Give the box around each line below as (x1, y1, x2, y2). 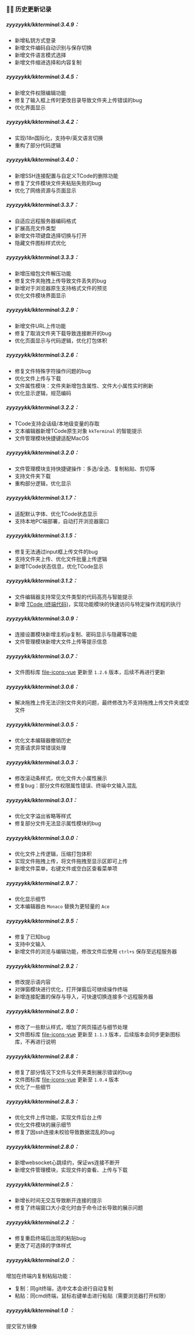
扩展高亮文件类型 (14, 224, 56, 231)
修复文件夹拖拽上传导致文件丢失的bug (14, 277, 107, 284)
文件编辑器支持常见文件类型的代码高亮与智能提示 (14, 593, 133, 600)
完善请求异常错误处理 (14, 744, 66, 751)
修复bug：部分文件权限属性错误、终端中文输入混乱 (14, 782, 138, 789)
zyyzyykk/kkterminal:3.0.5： (6, 721, 79, 728)
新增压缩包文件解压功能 (14, 270, 71, 277)
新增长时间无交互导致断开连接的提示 (14, 1197, 102, 1204)
